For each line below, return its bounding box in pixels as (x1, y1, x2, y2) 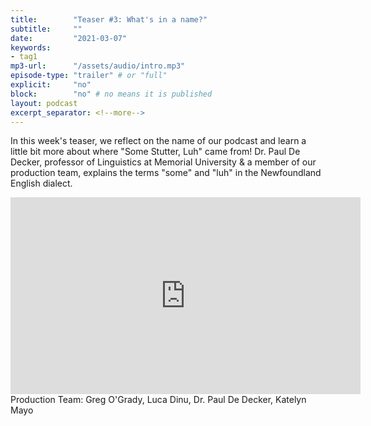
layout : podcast (10, 98, 78, 108)
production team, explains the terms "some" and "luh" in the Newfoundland (10, 167, 322, 179)
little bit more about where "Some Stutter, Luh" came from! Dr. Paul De (10, 146, 301, 158)
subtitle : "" (10, 24, 83, 34)
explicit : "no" (10, 80, 92, 90)
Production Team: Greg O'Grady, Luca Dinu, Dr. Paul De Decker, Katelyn (10, 394, 307, 406)
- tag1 (10, 52, 38, 62)
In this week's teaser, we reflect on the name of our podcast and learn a (10, 135, 307, 147)
